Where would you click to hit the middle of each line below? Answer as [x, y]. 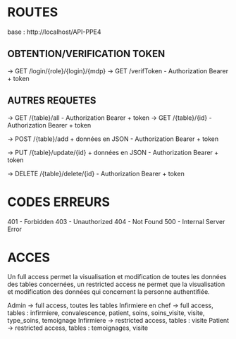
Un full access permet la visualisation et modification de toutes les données [117, 277]
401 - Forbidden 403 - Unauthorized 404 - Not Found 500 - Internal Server [116, 221]
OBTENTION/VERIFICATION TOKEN [86, 54]
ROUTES [33, 12]
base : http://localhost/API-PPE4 [54, 32]
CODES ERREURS [59, 202]
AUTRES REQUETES [52, 100]
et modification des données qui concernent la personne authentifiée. [108, 292]
